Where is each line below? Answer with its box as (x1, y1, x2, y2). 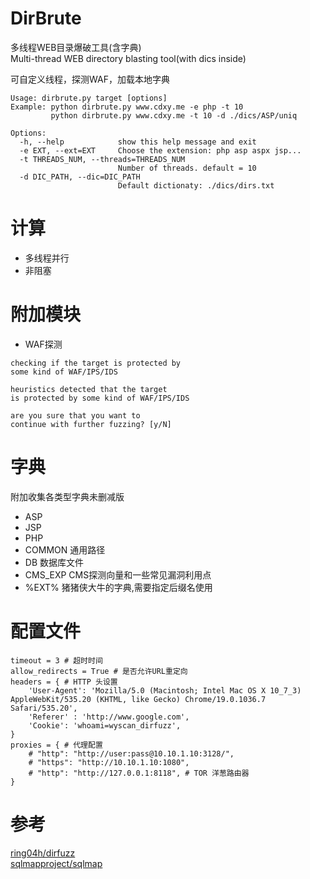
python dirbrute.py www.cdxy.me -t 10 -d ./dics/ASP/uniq (50, 110, 298, 121)
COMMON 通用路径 (24, 543, 106, 556)
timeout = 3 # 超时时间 (10, 655, 103, 666)
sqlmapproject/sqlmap (10, 857, 103, 869)
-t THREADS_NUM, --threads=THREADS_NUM (19, 154, 186, 164)
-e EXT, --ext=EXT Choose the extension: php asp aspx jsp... (19, 145, 302, 156)
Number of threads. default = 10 (117, 163, 257, 173)
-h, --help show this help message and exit (19, 137, 257, 147)
